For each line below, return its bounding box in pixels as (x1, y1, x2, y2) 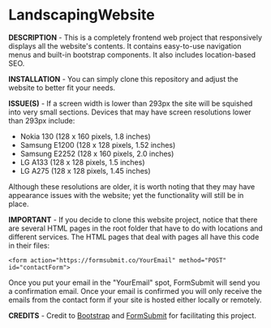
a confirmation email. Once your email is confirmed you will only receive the (8, 286, 262, 296)
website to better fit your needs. (8, 83, 116, 93)
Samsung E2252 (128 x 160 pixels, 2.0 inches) (19, 149, 174, 158)
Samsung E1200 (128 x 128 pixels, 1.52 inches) (19, 140, 176, 149)
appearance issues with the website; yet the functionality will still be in (8, 190, 244, 200)
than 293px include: (8, 115, 75, 125)
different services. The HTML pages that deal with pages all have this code (8, 231, 260, 241)
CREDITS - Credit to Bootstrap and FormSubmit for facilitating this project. (8, 310, 257, 320)
